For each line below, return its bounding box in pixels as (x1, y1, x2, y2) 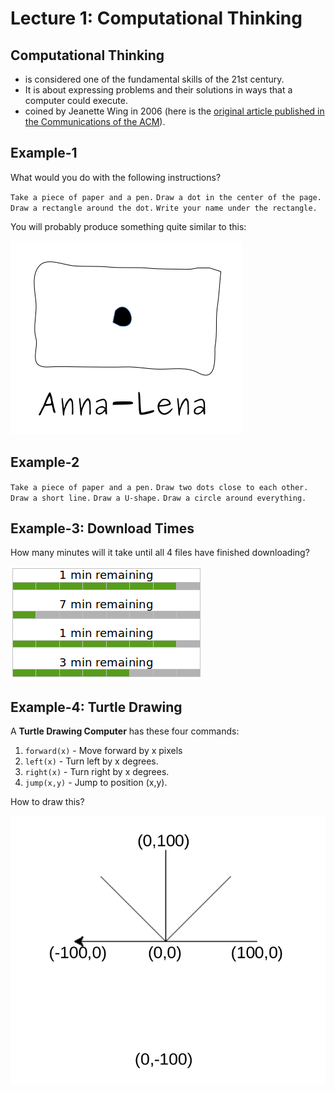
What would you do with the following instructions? (10, 171, 222, 183)
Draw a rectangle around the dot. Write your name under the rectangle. (10, 203, 318, 213)
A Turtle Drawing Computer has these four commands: (10, 725, 240, 737)
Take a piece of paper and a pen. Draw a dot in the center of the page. (10, 192, 322, 202)
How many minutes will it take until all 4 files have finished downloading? (10, 547, 310, 559)
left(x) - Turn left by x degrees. (24, 755, 159, 767)
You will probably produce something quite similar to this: (10, 220, 247, 232)
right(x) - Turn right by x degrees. (24, 766, 170, 778)
